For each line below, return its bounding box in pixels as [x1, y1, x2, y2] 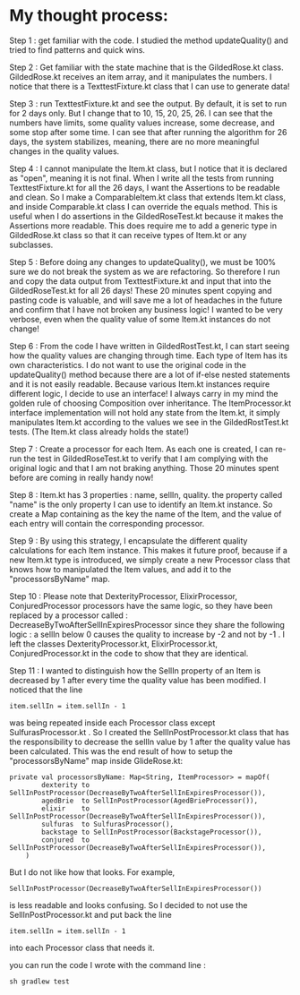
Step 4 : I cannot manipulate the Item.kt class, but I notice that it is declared [9, 163, 288, 174]
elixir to [41, 803, 90, 813]
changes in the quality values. [9, 145, 120, 157]
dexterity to [41, 780, 90, 789]
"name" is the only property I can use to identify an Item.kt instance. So [9, 499, 273, 510]
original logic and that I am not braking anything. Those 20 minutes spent [9, 462, 279, 473]
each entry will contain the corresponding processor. [9, 518, 205, 528]
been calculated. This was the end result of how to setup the [9, 745, 233, 757]
